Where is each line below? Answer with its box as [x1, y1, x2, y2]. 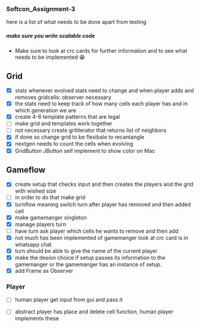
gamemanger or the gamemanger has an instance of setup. [14, 260, 162, 268]
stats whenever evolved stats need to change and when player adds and [14, 87, 195, 94]
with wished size [14, 188, 57, 195]
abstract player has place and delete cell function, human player [14, 308, 174, 315]
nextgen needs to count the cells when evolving [14, 140, 134, 148]
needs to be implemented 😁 [14, 53, 85, 61]
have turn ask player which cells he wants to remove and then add [14, 227, 178, 234]
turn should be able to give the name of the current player [14, 247, 157, 254]
